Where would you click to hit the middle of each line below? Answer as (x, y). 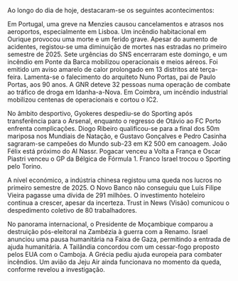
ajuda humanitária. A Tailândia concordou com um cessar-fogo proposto (114, 247)
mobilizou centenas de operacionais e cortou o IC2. (83, 100)
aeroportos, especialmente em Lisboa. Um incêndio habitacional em (107, 32)
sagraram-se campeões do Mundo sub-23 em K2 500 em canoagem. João (117, 144)
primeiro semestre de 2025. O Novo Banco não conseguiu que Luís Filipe (114, 187)
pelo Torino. (25, 166)
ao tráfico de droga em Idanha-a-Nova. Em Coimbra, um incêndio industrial (118, 92)
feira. (15, 77)
